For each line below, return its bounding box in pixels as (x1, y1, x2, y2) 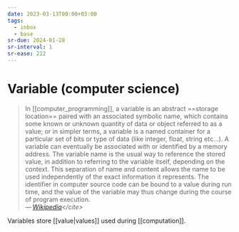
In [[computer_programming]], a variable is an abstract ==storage (24, 104, 219, 112)
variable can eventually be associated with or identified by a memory (24, 142, 228, 150)
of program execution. (24, 195, 91, 204)
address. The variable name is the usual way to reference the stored (24, 149, 226, 158)
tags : (7, 17, 24, 24)
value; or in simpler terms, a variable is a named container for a (24, 127, 210, 135)
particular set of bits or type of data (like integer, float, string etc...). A (24, 135, 230, 143)
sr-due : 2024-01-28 (7, 37, 66, 44)
